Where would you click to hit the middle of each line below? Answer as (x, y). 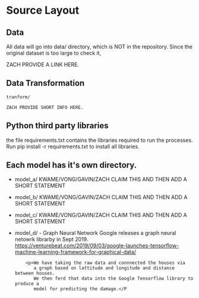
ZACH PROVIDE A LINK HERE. (43, 64)
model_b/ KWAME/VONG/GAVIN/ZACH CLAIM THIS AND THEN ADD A (101, 197)
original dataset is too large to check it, (54, 53)
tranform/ (18, 97)
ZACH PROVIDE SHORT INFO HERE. (45, 107)
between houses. (35, 274)
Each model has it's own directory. (72, 165)
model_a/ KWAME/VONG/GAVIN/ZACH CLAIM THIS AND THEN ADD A (101, 179)
